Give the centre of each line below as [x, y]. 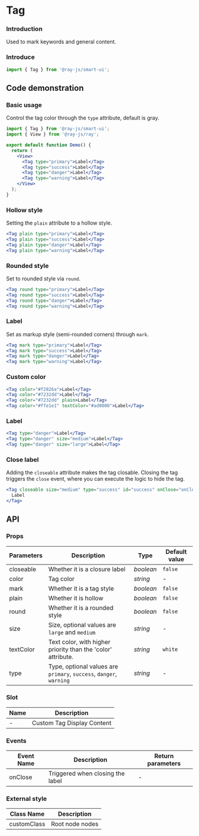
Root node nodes [75, 824]
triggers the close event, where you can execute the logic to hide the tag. [95, 479]
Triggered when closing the [86, 774]
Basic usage [24, 105]
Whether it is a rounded [81, 608]
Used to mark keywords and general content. [61, 42]
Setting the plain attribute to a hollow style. [59, 223]
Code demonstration [45, 88]
